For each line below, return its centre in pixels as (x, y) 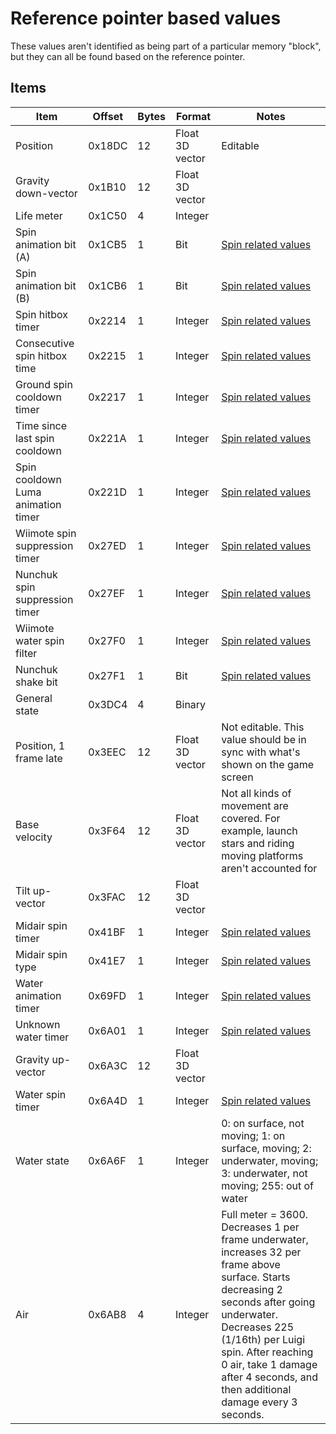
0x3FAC (107, 897)
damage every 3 (259, 1402)
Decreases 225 (258, 1327)
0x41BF (107, 932)
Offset (108, 116)
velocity (34, 837)
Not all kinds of (256, 793)
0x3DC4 (108, 704)
